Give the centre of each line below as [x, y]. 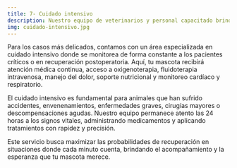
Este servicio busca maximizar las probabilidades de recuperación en [108, 142]
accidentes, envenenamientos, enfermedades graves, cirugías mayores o [114, 106]
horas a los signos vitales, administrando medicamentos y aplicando [107, 121]
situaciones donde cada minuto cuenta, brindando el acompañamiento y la [116, 150]
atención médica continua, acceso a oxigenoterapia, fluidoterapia [102, 70]
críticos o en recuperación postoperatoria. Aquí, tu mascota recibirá [106, 62]
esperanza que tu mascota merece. [59, 157]
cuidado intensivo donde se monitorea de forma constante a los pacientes [115, 54]
